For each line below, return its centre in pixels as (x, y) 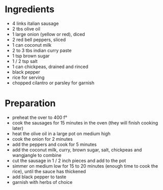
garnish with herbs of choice (42, 182)
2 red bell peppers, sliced (39, 40)
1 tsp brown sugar (31, 56)
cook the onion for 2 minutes (42, 139)
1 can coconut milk (32, 45)
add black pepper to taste (39, 177)
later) (18, 128)
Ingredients (30, 9)
